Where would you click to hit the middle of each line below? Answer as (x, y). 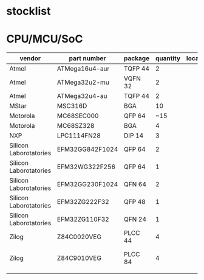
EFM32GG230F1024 (87, 184)
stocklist (29, 11)
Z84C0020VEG (79, 237)
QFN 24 (135, 219)
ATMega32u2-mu (83, 82)
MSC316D (72, 106)
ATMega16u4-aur (83, 69)
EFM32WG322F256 (86, 167)
